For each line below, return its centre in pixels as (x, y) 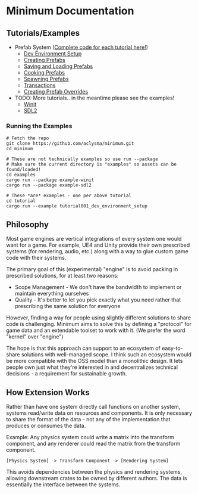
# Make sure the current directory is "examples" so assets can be (92, 164)
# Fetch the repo (28, 138)
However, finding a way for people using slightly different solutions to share (99, 318)
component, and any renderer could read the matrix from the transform (93, 443)
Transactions (40, 85)
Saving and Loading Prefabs (58, 66)
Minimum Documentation (70, 11)
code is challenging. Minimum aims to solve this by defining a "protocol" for (99, 324)
